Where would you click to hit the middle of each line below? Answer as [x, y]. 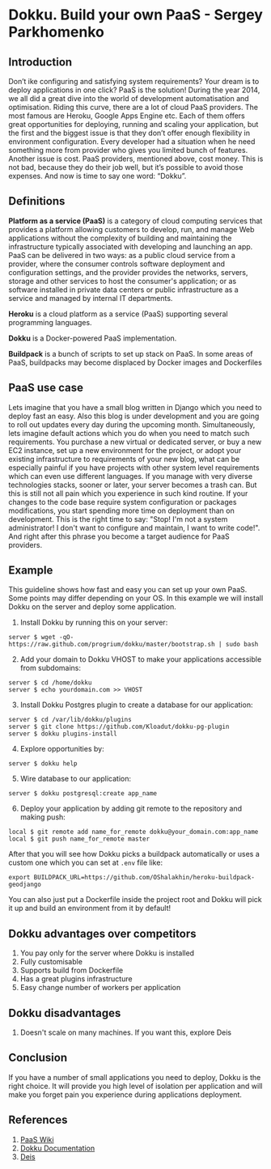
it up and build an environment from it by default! [90, 909]
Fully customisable [51, 962]
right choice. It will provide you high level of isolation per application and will [135, 1086]
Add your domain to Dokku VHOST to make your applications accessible [141, 659]
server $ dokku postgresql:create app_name [83, 794]
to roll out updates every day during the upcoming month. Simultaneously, [132, 424]
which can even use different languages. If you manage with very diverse [131, 476]
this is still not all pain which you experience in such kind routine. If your [128, 493]
